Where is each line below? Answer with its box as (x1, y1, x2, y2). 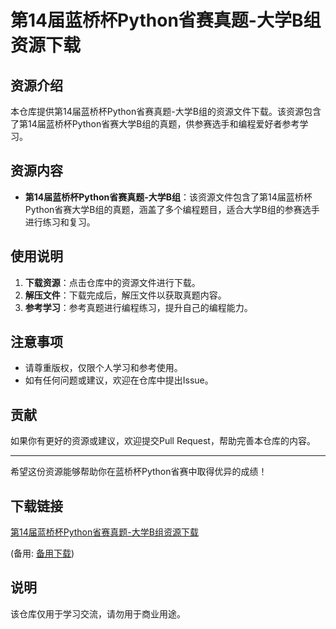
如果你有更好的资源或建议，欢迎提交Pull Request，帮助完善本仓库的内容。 (10, 435, 316, 447)
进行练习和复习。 (24, 216, 96, 228)
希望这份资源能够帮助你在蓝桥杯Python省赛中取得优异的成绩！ (10, 466, 268, 478)
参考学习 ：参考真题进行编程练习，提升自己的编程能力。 (24, 301, 253, 313)
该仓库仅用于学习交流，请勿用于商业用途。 (10, 607, 186, 620)
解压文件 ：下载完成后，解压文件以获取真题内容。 (24, 289, 227, 301)
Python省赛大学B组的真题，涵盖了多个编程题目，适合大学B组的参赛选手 (24, 203, 320, 215)
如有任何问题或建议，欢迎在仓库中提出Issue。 (24, 374, 214, 386)
